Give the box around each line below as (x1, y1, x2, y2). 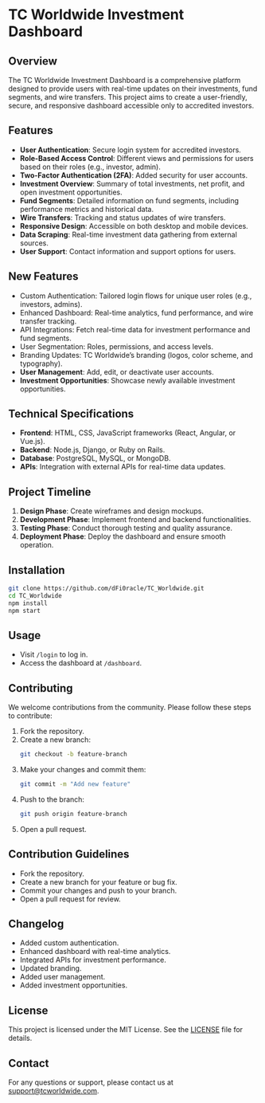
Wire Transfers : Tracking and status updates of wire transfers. (19, 213, 226, 222)
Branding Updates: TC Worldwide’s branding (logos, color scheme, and (19, 350, 253, 359)
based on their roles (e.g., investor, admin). (19, 162, 162, 171)
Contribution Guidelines (8, 847, 130, 862)
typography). (19, 359, 63, 368)
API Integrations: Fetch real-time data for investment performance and (19, 324, 251, 334)
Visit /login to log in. (19, 650, 88, 659)
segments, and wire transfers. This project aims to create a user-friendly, (8, 92, 248, 101)
